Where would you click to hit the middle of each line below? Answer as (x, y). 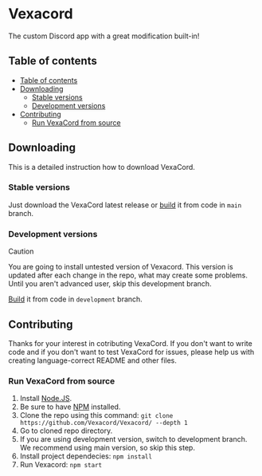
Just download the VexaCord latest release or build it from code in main (125, 205)
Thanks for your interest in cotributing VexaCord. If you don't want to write (130, 343)
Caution (21, 251)
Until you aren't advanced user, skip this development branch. (110, 284)
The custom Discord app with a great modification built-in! (104, 36)
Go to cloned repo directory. (66, 431)
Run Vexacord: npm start (61, 465)
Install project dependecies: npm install (86, 456)
